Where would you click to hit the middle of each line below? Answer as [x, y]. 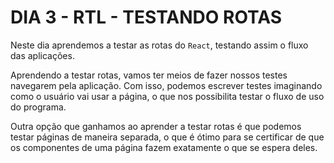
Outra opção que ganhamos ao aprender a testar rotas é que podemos [156, 126]
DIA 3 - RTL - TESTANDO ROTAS [146, 17]
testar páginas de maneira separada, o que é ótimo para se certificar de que [167, 137]
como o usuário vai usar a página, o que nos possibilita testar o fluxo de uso [167, 96]
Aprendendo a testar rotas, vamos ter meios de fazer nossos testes [149, 75]
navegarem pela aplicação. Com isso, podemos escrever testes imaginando [166, 85]
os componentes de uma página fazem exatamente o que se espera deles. [164, 147]
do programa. [38, 107]
